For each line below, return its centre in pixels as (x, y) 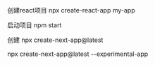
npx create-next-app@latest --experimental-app (78, 54)
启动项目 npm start (35, 25)
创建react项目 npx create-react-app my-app (71, 10)
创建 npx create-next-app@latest (55, 40)
